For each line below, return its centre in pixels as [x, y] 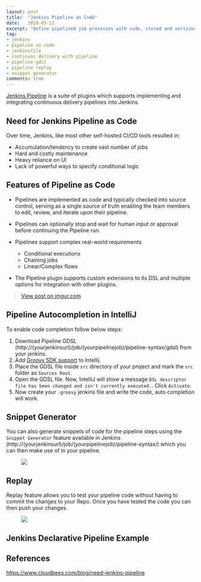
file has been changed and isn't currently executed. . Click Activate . [103, 385]
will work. [27, 398]
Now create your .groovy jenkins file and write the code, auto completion [105, 392]
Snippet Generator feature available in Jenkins [63, 438]
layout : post [22, 12]
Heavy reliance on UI [41, 160]
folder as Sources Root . [43, 373]
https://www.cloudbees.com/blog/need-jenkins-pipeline [76, 573]
